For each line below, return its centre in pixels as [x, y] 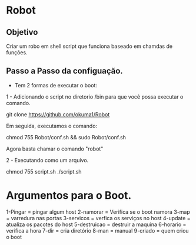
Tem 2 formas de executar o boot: [56, 85]
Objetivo [22, 32]
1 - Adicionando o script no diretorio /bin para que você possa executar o [95, 97]
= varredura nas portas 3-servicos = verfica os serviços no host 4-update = [98, 218]
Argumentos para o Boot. [69, 195]
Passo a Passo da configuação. [65, 71]
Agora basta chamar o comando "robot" [55, 149]
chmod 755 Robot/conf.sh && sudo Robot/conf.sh [66, 137]
